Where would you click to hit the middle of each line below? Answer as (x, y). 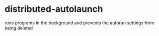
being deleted (19, 28)
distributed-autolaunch (54, 9)
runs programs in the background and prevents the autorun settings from (79, 23)
